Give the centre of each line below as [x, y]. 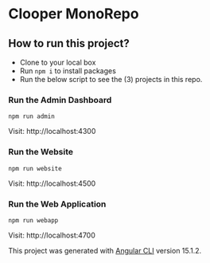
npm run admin [32, 116]
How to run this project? [69, 43]
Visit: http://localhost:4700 [52, 235]
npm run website [35, 168]
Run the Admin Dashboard [60, 100]
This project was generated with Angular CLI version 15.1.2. [105, 250]
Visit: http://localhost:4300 [52, 131]
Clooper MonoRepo [74, 14]
